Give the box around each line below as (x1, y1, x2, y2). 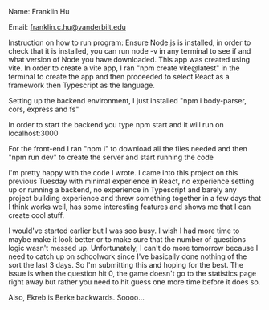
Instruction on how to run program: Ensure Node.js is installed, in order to (8, 38, 251, 47)
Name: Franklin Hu (8, 7, 70, 16)
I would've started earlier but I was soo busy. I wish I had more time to (8, 226, 240, 236)
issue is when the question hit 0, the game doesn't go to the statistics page (8, 268, 257, 278)
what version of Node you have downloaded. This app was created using (8, 55, 251, 64)
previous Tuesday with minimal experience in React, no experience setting (8, 176, 255, 186)
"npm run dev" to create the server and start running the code (8, 152, 214, 162)
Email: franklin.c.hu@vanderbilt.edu (8, 22, 127, 31)
